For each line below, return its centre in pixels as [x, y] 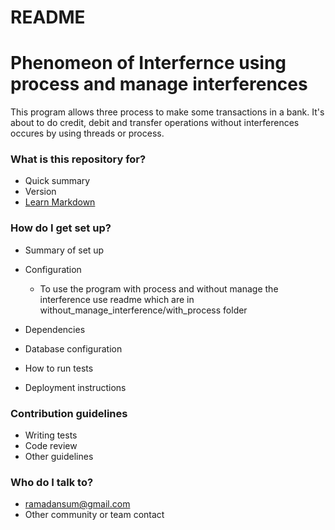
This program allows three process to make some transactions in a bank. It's [167, 112]
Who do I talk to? [52, 482]
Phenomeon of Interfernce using [148, 63]
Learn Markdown [60, 202]
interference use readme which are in [117, 299]
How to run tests [59, 368]
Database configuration [73, 348]
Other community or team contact [94, 515]
